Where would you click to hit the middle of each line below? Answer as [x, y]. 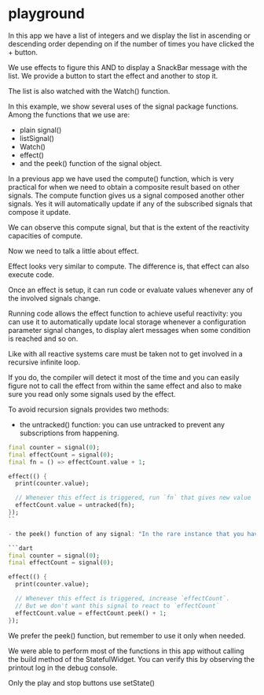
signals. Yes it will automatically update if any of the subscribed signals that [130, 203]
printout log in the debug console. [63, 667]
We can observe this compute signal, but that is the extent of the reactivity [129, 227]
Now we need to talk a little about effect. [73, 251]
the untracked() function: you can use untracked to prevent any [122, 424]
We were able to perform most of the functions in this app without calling [126, 651]
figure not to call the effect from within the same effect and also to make [125, 386]
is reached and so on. [43, 338]
